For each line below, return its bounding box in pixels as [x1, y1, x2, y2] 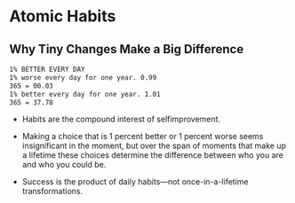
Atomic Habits [9, 6, 116, 27]
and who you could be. [21, 160, 107, 170]
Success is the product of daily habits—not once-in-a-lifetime [21, 176, 249, 187]
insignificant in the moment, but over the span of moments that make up [21, 140, 287, 152]
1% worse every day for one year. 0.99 [9, 73, 157, 82]
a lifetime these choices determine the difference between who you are [21, 150, 284, 160]
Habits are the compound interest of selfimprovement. [21, 113, 220, 125]
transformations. [21, 186, 84, 197]
